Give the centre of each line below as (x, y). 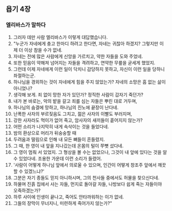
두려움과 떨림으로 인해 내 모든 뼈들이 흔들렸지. (59, 139)
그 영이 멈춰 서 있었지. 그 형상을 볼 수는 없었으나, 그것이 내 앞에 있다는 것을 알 (90, 152)
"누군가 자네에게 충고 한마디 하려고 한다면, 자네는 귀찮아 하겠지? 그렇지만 (86, 43)
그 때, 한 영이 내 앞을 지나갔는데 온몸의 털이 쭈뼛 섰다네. (68, 146)
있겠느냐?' (35, 171)
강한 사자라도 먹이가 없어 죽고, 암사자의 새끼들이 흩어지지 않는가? (78, 120)
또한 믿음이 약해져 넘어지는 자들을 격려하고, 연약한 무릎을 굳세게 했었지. (84, 62)
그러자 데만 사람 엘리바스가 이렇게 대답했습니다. (60, 37)
